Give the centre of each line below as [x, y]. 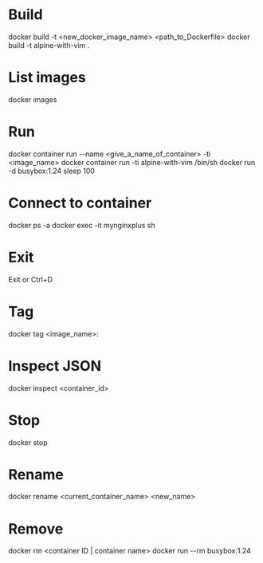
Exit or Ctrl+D [31, 279]
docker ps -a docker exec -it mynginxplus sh [82, 225]
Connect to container [80, 203]
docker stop [28, 442]
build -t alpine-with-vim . [49, 45]
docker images [33, 99]
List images [47, 78]
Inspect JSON [55, 366]
